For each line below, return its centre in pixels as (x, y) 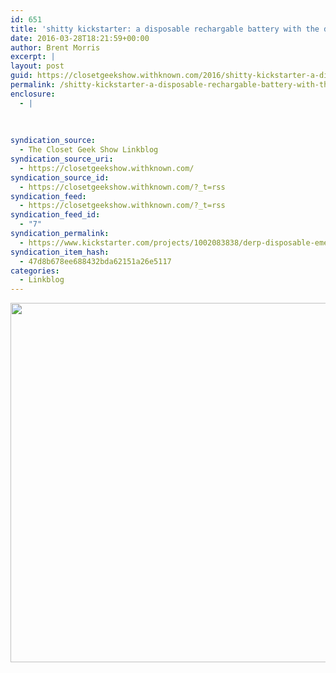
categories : (35, 271)
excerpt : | (33, 57)
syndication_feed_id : (55, 215)
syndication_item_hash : (60, 252)
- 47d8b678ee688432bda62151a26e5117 (95, 261)
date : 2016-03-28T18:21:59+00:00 (80, 38)
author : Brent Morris (55, 47)
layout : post (37, 66)
